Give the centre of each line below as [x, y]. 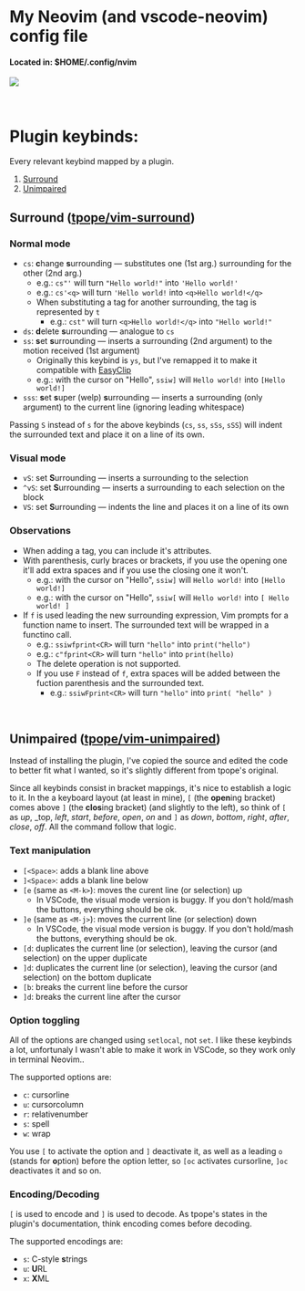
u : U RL [35, 1269]
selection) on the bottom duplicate [87, 977]
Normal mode [40, 244]
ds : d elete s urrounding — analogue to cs [98, 331]
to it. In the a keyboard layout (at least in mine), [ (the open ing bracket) [142, 798]
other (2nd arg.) [52, 273]
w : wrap [37, 1134]
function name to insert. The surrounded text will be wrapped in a [146, 625]
